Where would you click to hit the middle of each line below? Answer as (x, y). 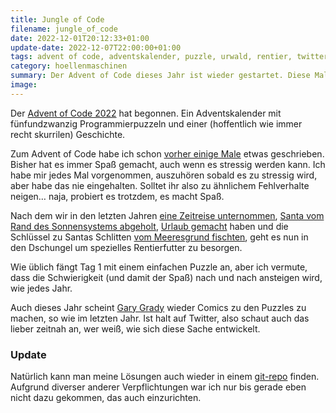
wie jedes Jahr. (41, 288)
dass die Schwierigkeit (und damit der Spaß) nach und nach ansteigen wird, (166, 277)
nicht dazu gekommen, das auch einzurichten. (106, 398)
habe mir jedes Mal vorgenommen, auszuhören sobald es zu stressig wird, (164, 175)
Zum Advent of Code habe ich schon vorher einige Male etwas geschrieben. (167, 153)
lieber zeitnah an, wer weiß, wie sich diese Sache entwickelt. (135, 328)
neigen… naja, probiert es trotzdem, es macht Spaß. (117, 196)
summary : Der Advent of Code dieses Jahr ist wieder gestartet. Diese (160, 76)
